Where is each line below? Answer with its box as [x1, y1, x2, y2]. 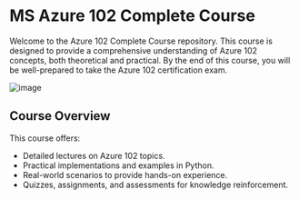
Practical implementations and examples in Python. [22, 160, 214, 171]
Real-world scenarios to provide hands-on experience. [22, 169, 228, 180]
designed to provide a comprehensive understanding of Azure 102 [9, 45, 257, 55]
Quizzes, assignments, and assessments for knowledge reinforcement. [22, 179, 289, 190]
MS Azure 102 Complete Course [9, 5, 256, 26]
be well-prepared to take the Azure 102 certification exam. [9, 65, 228, 75]
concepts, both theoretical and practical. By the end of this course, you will [9, 55, 291, 65]
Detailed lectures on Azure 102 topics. [22, 150, 165, 161]
